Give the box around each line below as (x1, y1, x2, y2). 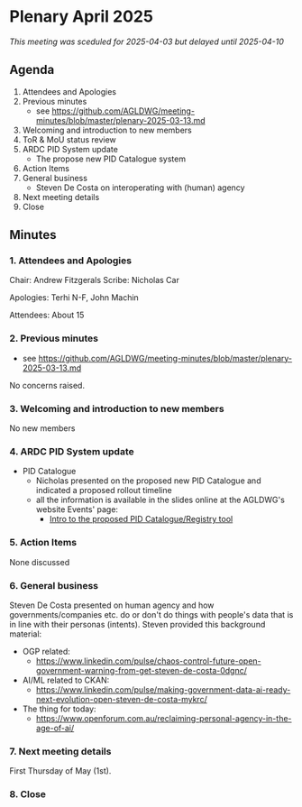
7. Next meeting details (9, 745, 112, 757)
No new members (9, 423, 76, 434)
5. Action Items (9, 536, 78, 549)
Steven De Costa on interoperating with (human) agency (35, 182, 245, 193)
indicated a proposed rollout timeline (35, 485, 173, 496)
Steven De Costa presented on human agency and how (9, 600, 215, 610)
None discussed (9, 556, 70, 567)
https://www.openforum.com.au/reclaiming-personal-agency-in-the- (35, 712, 292, 723)
